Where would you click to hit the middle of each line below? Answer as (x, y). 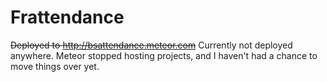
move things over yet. (55, 66)
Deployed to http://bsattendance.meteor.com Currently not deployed (151, 45)
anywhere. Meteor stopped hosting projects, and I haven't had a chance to (164, 55)
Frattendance (67, 17)
